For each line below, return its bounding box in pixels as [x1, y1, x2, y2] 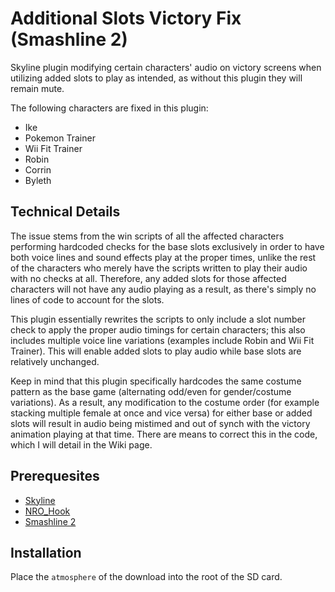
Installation [10, 544, 82, 561]
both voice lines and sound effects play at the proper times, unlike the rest [10, 251, 317, 263]
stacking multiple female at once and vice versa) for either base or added [10, 407, 313, 419]
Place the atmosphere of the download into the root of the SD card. [10, 571, 283, 583]
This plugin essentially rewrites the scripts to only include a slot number [10, 313, 306, 325]
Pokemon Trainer [24, 132, 96, 144]
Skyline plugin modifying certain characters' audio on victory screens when [10, 61, 322, 73]
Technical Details [10, 203, 121, 221]
